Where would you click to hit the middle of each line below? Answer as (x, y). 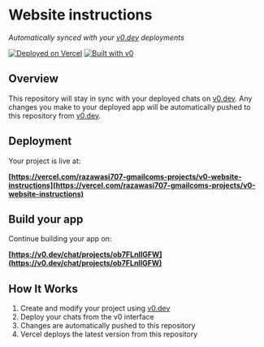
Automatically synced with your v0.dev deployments (96, 37)
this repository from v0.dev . (55, 115)
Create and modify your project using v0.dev (95, 308)
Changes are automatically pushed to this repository (108, 326)
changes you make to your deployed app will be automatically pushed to (130, 106)
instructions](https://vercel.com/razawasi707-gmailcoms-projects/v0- (132, 185)
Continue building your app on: (60, 239)
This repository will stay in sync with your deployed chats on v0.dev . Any (130, 98)
